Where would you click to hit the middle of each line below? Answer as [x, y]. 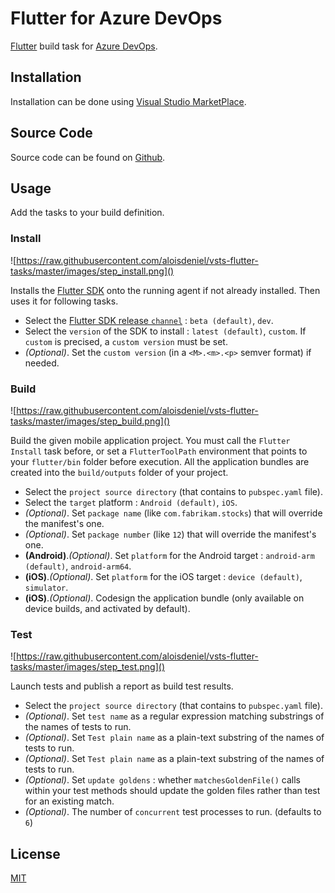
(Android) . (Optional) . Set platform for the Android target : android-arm [169, 555]
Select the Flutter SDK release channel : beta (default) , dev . [149, 320]
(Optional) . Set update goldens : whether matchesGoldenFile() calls [163, 780]
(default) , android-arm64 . [78, 566]
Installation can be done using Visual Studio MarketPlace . [128, 101]
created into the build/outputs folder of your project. [119, 472]
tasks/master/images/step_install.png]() [92, 271]
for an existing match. [69, 801]
